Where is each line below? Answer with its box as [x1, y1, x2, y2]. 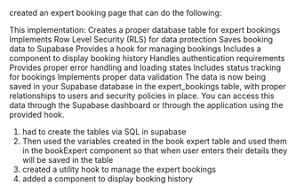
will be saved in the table [21, 155, 114, 165]
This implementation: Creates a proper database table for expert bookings [9, 25, 281, 35]
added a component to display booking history [21, 174, 194, 184]
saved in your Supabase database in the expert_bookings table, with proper [9, 81, 286, 91]
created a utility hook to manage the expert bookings [21, 164, 216, 174]
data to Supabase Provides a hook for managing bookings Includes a [9, 43, 262, 54]
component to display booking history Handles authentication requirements [9, 53, 285, 63]
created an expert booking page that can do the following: [9, 8, 222, 18]
